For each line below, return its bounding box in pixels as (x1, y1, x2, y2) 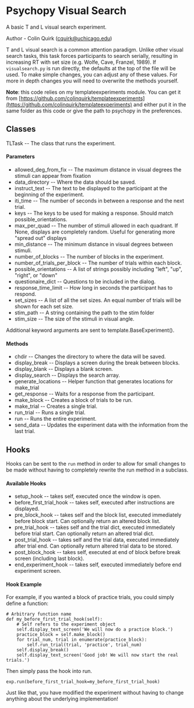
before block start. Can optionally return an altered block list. (14, 518, 161, 525)
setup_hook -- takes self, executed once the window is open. (14, 493, 161, 500)
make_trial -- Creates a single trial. (14, 403, 98, 410)
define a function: (6, 600, 48, 607)
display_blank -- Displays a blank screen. (14, 366, 114, 373)
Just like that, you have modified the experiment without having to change (6, 689, 184, 696)
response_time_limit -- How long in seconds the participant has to (14, 284, 173, 291)
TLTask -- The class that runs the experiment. (6, 139, 116, 147)
